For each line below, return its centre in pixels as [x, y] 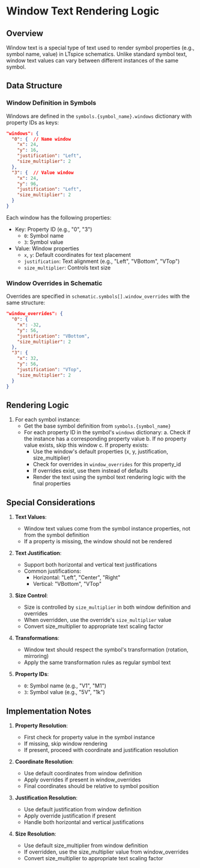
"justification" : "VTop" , [50, 369]
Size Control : [31, 596]
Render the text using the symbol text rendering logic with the [109, 477]
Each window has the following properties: [59, 217]
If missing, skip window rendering [66, 743]
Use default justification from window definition [83, 809]
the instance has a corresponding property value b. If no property [105, 439]
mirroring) [36, 656]
